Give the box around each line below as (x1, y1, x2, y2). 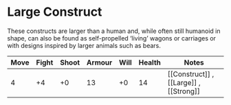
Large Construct (7, 4, 102, 20)
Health (138, 58, 162, 67)
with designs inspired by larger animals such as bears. (7, 41, 162, 49)
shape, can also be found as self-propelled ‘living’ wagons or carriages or (7, 34, 217, 42)
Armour (86, 58, 113, 67)
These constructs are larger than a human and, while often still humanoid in (7, 27, 221, 35)
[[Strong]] (167, 86, 201, 96)
